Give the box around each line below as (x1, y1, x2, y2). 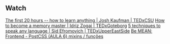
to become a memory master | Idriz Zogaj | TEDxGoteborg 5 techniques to (5, 22, 161, 28)
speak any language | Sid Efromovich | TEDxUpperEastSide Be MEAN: (5, 27, 153, 34)
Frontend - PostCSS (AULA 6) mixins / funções (5, 33, 103, 39)
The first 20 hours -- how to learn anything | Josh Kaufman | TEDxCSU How (5, 17, 165, 23)
